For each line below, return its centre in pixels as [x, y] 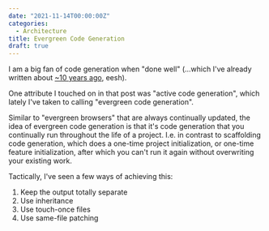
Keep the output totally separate [74, 192]
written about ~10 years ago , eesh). [68, 78]
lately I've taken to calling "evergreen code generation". [101, 102]
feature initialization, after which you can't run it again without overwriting [131, 152]
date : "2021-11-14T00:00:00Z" [60, 16]
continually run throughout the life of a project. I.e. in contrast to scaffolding [135, 135]
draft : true [28, 46]
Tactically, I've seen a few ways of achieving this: [91, 177]
